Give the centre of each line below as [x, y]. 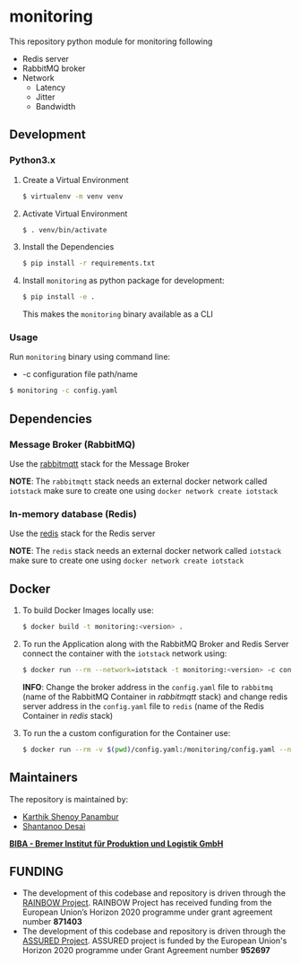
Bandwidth [56, 106]
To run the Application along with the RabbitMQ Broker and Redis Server [155, 644]
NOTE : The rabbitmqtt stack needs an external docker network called [138, 481]
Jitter [45, 97]
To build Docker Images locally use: [88, 610]
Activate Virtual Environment [75, 214]
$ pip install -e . [59, 297]
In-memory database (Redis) [73, 513]
